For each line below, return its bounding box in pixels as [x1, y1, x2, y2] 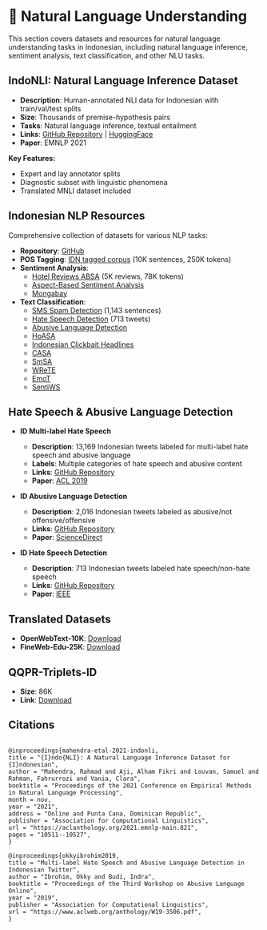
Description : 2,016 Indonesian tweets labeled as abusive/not [31, 507, 233, 517]
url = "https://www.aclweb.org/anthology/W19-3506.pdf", [8, 908, 202, 916]
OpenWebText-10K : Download [19, 634, 122, 643]
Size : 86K [19, 686, 53, 696]
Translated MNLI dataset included [19, 186, 132, 195]
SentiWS [31, 382, 61, 392]
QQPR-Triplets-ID [8, 665, 98, 679]
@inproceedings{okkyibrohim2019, [8, 851, 120, 860]
